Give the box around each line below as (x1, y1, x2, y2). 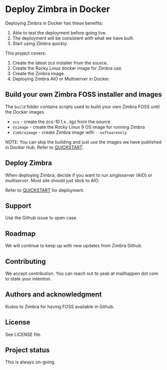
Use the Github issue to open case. (5, 215, 77, 221)
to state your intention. (5, 276, 51, 281)
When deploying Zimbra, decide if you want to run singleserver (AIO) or (5, 172, 152, 178)
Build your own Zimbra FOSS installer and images (5, 90, 162, 99)
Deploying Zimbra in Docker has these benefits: (5, 20, 103, 26)
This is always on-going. (5, 359, 56, 365)
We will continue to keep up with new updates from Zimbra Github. (5, 243, 142, 249)
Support (5, 201, 31, 210)
